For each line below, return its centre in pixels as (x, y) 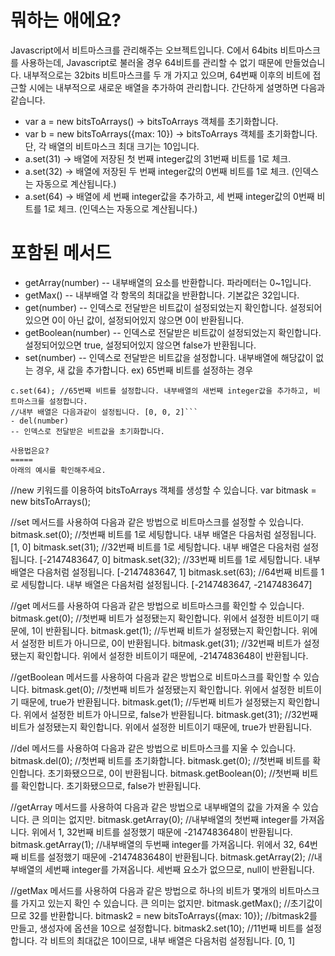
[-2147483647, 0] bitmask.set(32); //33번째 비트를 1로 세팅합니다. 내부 (180, 559)
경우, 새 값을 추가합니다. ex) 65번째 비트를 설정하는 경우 (144, 370)
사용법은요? (30, 451)
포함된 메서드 (61, 253)
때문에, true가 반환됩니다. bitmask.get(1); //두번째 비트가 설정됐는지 (153, 702)
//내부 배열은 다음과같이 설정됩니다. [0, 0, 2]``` (104, 412)
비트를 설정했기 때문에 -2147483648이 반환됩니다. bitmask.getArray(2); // (167, 857)
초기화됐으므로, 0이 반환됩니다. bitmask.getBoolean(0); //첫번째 (173, 773)
